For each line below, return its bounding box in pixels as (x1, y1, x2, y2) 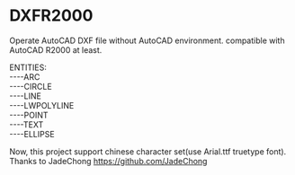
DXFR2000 (9, 5, 94, 26)
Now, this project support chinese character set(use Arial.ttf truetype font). (9, 145, 287, 157)
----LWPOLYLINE (9, 100, 75, 110)
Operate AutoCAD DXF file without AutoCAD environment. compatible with (9, 35, 285, 46)
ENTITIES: (9, 62, 47, 73)
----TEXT (9, 118, 44, 130)
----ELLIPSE (9, 128, 56, 139)
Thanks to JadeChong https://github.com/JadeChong (9, 155, 208, 166)
